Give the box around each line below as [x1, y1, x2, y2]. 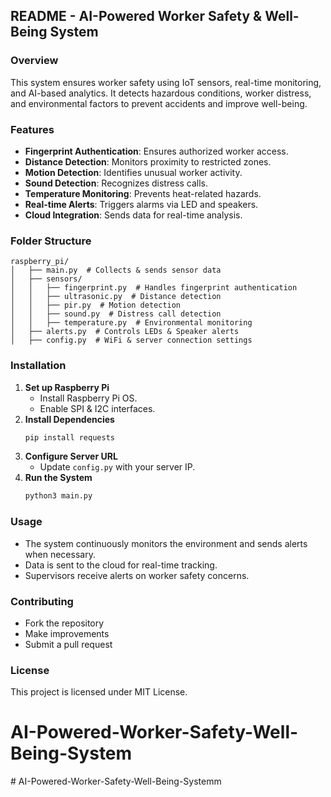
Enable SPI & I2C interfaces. [39, 402, 156, 414]
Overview [10, 54, 59, 68]
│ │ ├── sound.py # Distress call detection [10, 309, 222, 319]
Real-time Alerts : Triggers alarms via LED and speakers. [24, 198, 259, 210]
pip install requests [24, 432, 115, 443]
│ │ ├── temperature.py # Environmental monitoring [10, 318, 253, 328]
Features [10, 122, 55, 136]
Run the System [24, 472, 93, 484]
